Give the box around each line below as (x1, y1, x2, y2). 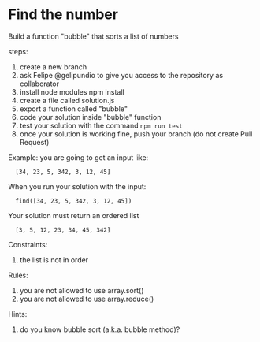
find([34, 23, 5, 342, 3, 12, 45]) (15, 197, 132, 205)
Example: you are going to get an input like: (8, 152, 149, 162)
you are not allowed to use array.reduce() (19, 294, 154, 303)
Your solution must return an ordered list (8, 210, 139, 220)
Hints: (8, 309, 28, 318)
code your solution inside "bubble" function (19, 112, 162, 121)
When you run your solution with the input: (8, 181, 147, 191)
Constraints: (8, 240, 48, 249)
